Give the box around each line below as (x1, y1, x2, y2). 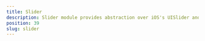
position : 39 (6, 20, 40, 26)
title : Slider (6, 8, 43, 15)
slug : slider (6, 25, 40, 32)
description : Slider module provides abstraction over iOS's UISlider (6, 14, 190, 20)
